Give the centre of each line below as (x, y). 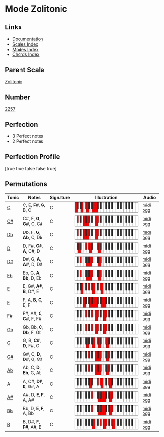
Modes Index (25, 49)
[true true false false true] (31, 169)
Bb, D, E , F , (34, 408)
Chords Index (26, 54)
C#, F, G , (31, 219)
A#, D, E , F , (34, 395)
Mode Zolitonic (36, 9)
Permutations (26, 184)
